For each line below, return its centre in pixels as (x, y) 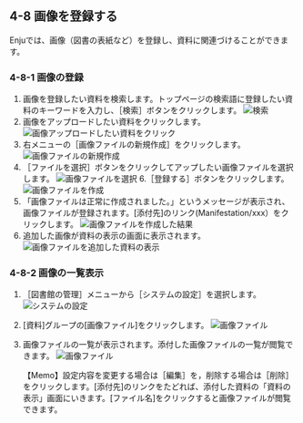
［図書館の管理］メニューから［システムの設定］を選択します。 (141, 294)
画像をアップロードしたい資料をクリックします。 (114, 122)
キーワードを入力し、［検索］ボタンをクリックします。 (140, 110)
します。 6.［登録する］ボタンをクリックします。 (156, 179)
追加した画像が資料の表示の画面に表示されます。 (114, 236)
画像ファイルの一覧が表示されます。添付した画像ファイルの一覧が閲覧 (154, 345)
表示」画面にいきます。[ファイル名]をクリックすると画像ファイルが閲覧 (157, 398)
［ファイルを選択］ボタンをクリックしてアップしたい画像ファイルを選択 (158, 168)
